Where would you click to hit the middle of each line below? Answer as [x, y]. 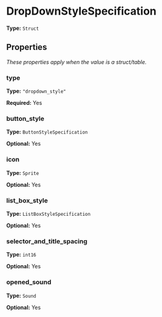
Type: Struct [23, 28]
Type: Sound [21, 295]
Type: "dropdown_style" [36, 91]
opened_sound [29, 282]
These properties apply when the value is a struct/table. [76, 62]
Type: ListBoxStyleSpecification [49, 213]
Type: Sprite [23, 173]
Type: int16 [21, 255]
